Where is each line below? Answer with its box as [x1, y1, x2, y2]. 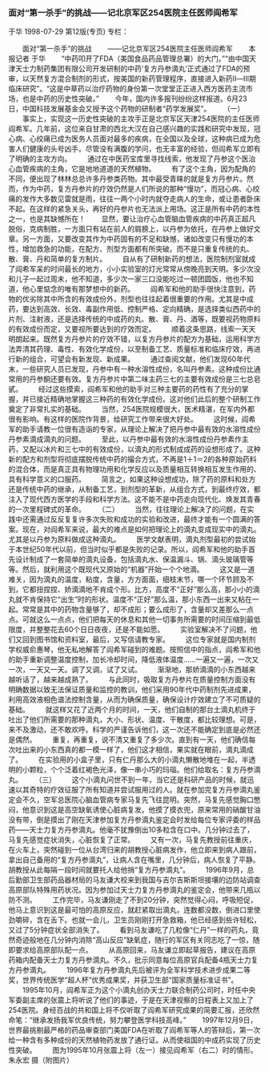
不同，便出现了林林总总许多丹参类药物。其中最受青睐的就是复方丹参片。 [8, 174, 247, 183]
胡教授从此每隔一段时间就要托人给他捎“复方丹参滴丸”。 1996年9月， [8, 865, 247, 875]
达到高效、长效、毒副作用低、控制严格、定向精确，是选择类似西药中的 [29, 304, 261, 314]
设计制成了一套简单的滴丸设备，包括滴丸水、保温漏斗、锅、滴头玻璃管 [14, 554, 247, 564]
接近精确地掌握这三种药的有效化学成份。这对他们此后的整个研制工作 [35, 394, 261, 404]
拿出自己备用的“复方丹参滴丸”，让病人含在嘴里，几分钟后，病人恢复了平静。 [8, 855, 260, 864]
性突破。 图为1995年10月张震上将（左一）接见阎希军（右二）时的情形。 [8, 1046, 258, 1055]
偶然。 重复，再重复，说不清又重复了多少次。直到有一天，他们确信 [14, 735, 249, 744]
